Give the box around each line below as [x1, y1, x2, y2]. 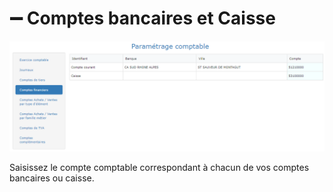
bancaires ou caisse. [9, 172, 95, 184]
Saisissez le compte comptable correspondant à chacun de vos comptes [9, 162, 310, 174]
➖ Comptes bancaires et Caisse [9, 7, 276, 30]
